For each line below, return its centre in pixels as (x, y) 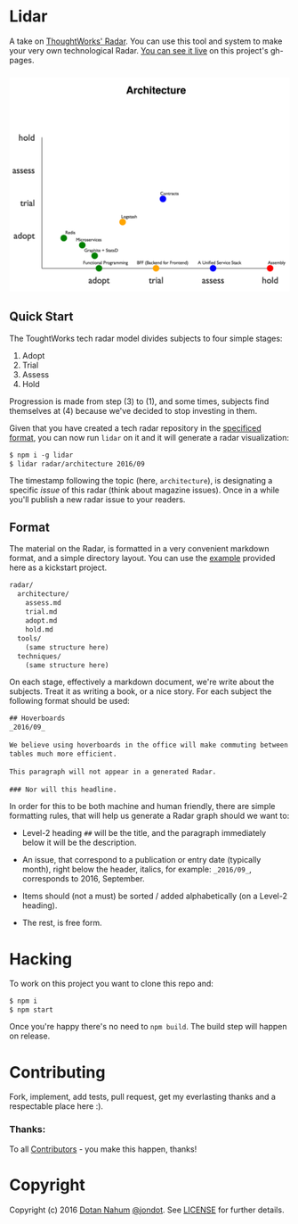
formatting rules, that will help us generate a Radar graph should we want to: (149, 816)
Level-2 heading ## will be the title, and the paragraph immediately (144, 833)
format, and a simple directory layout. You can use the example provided (142, 558)
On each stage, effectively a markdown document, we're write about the (142, 682)
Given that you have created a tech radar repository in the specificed (136, 428)
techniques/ (40, 657)
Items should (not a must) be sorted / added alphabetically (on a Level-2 (154, 896)
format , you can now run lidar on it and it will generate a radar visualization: (149, 437)
